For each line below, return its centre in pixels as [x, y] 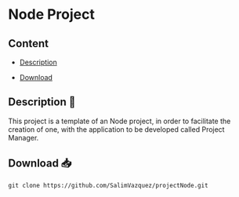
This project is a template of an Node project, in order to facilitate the [119, 121]
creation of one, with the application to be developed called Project [116, 129]
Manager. [24, 137]
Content [29, 44]
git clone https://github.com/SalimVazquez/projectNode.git [109, 185]
